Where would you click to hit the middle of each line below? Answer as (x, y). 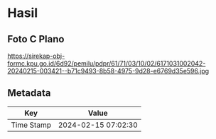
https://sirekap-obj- (36, 56)
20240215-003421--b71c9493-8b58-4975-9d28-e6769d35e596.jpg (108, 71)
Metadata (29, 93)
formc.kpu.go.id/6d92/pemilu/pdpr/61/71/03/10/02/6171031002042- (107, 64)
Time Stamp (31, 125)
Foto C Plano (36, 39)
